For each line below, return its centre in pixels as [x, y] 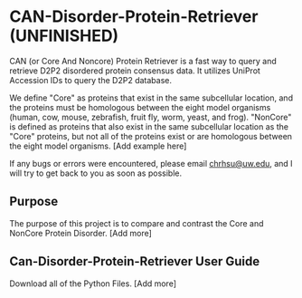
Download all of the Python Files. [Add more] [93, 284]
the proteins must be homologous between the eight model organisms [140, 107]
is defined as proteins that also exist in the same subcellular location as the [149, 126]
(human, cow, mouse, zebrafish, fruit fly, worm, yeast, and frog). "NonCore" [151, 117]
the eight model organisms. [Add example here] [98, 146]
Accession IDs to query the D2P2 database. [90, 80]
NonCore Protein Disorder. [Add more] [80, 233]
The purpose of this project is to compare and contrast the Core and [137, 223]
